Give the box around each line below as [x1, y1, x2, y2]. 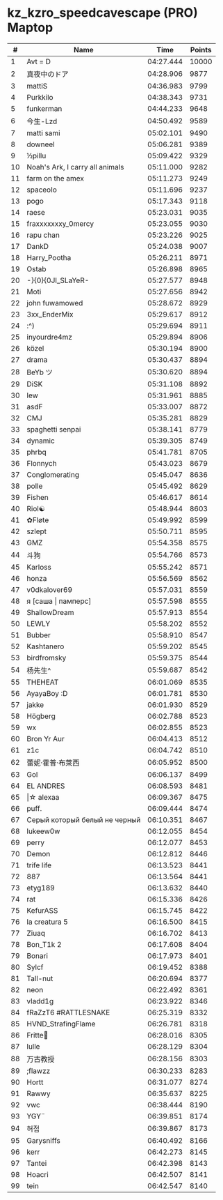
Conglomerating [26, 469, 80, 479]
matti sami [26, 128, 60, 137]
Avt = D [26, 56, 51, 66]
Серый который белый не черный [26, 814, 141, 824]
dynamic [26, 436, 56, 446]
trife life [26, 860, 52, 869]
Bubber [26, 630, 51, 639]
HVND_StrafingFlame [26, 1019, 96, 1028]
